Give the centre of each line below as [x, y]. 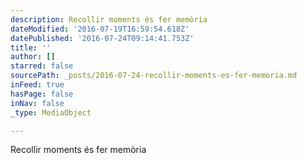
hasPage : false [42, 94]
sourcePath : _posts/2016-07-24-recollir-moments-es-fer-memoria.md [154, 76]
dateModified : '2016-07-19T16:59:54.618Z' [100, 29]
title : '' [31, 47]
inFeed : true [37, 85]
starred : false [42, 66]
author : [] [33, 57]
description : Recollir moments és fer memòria [109, 19]
